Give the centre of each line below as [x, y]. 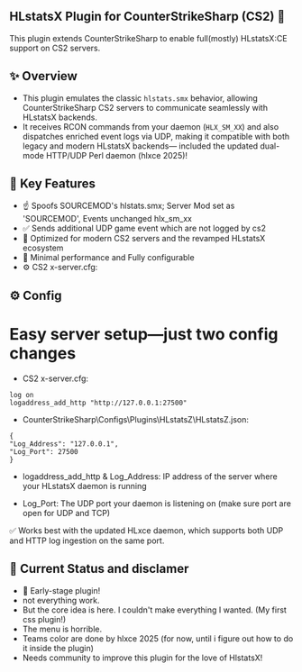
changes [43, 354]
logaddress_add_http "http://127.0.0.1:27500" [98, 403]
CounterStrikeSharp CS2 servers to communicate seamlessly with [145, 107]
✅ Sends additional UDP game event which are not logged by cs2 [144, 228]
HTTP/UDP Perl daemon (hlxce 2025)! [117, 155]
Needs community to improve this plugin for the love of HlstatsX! [142, 658]
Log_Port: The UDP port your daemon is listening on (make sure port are [156, 503]
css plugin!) [44, 619]
